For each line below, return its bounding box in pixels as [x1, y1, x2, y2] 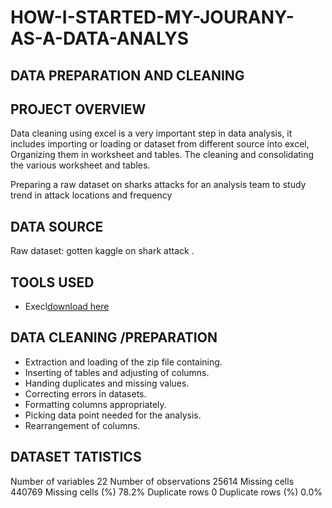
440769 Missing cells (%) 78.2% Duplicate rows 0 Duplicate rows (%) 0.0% [10, 486, 323, 498]
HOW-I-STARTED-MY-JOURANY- [10, 6, 295, 29]
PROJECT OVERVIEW [10, 101, 147, 118]
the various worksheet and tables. [10, 159, 151, 171]
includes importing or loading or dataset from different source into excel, [10, 138, 310, 150]
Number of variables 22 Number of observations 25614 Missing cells [10, 475, 295, 487]
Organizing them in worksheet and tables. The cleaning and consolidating [10, 149, 315, 161]
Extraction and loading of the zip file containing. [24, 356, 223, 368]
